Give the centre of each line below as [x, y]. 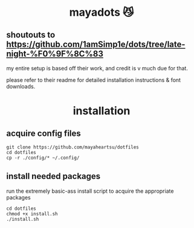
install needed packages [53, 176]
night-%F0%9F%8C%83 [55, 54]
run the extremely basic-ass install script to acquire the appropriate [90, 191]
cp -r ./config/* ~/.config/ [43, 158]
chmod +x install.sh [32, 214]
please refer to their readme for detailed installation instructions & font [94, 80]
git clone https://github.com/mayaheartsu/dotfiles [73, 147]
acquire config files [44, 133]
